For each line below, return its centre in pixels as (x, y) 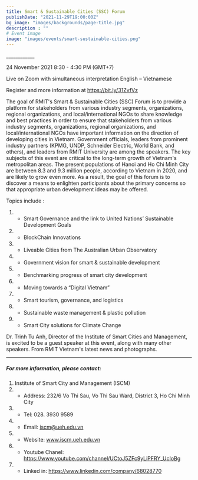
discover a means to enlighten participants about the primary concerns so (96, 183)
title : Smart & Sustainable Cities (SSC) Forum (66, 12)
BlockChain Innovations (52, 237)
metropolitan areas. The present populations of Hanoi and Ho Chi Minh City (98, 164)
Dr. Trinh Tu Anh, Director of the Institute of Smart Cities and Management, (97, 337)
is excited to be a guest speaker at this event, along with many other (89, 343)
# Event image (24, 34)
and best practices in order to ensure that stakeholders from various (89, 120)
